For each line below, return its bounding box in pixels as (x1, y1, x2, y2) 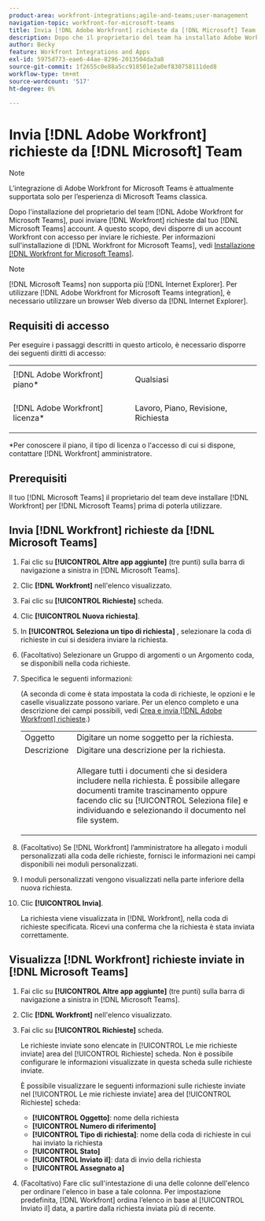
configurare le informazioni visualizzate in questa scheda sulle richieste (20, 1057, 252, 1067)
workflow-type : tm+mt (9, 70, 80, 78)
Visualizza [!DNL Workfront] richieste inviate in (9, 953, 245, 967)
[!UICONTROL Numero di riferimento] (31, 1121, 156, 1130)
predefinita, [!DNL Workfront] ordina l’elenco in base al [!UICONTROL (20, 1195, 245, 1204)
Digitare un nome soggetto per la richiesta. (76, 732, 234, 743)
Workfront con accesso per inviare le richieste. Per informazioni (9, 232, 215, 242)
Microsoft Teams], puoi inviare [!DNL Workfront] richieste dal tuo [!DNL (9, 216, 239, 225)
